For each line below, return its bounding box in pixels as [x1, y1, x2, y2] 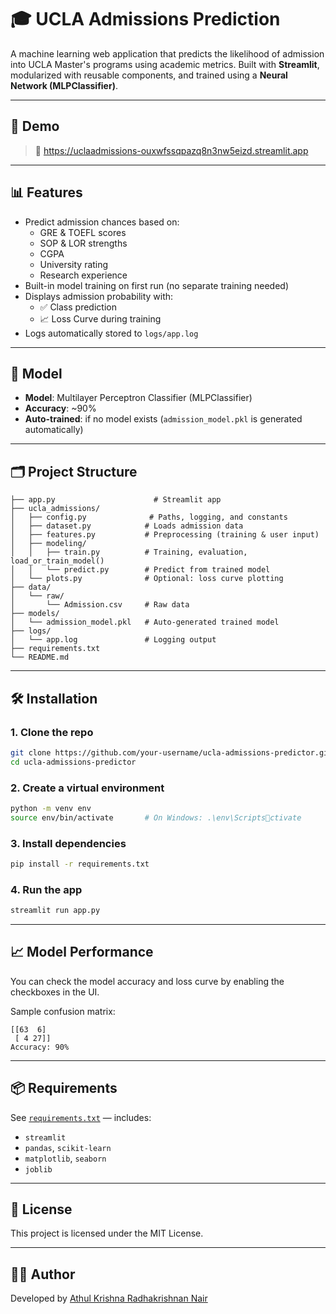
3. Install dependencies [10, 836, 127, 850]
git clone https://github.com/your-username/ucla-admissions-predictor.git [10, 747, 333, 758]
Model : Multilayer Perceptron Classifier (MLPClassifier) [24, 392, 253, 404]
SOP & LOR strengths [39, 237, 128, 249]
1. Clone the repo [10, 725, 94, 739]
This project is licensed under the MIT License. [10, 1227, 204, 1240]
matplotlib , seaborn [24, 1152, 107, 1164]
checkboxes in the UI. [10, 986, 100, 998]
